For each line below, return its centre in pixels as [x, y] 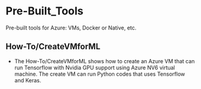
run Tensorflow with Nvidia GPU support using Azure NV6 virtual [94, 67]
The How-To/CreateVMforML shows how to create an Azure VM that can [104, 61]
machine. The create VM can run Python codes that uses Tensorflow [100, 74]
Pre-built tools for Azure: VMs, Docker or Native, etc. [71, 28]
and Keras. [28, 80]
